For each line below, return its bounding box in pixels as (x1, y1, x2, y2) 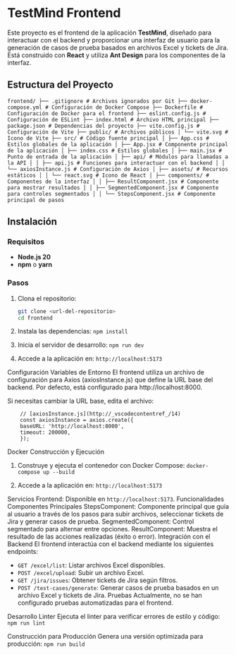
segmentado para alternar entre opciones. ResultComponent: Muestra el (7, 525, 218, 533)
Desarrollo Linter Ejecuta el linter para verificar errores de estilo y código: (7, 613, 221, 621)
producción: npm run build (7, 639, 85, 648)
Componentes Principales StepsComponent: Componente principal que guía (7, 502, 230, 511)
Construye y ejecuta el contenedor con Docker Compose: (17, 461, 185, 470)
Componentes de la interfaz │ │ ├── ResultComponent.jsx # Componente (7, 178, 219, 185)
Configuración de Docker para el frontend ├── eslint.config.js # (7, 110, 206, 117)
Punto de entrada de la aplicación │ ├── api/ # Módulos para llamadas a (7, 153, 229, 160)
